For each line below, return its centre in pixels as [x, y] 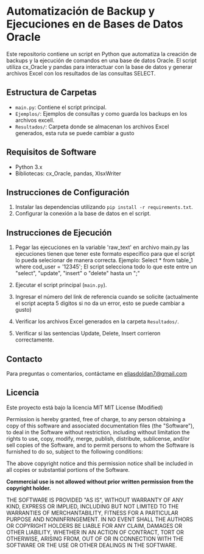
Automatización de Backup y [81, 11]
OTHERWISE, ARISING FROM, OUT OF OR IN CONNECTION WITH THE [95, 538]
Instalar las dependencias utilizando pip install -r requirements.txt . [104, 207]
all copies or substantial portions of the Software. [68, 469]
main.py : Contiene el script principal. [61, 107]
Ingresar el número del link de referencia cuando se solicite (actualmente [107, 297]
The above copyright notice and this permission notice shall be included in [100, 463]
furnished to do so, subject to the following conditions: [75, 451]
